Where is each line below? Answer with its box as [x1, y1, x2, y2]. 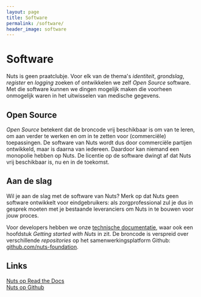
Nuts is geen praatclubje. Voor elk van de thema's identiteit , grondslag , [6, 73, 185, 80]
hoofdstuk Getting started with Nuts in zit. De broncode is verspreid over [6, 230, 189, 237]
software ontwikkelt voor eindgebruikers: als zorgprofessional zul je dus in [6, 199, 193, 206]
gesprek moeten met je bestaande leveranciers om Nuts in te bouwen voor [6, 205, 194, 213]
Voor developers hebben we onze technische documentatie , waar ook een [6, 224, 194, 231]
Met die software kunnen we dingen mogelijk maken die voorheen [6, 86, 172, 93]
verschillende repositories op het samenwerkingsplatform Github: [6, 237, 171, 244]
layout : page [6, 9, 40, 15]
